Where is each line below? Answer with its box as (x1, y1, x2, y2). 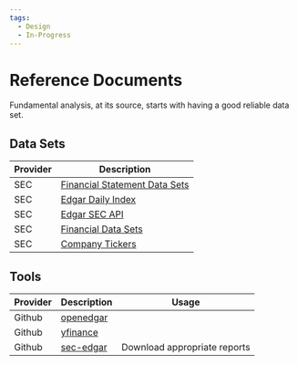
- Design (17, 22, 51, 31)
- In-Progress (17, 30, 71, 39)
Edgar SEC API (60, 208, 125, 221)
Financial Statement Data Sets (60, 179, 190, 192)
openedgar (60, 311, 108, 324)
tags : (9, 13, 30, 23)
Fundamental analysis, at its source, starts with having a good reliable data (9, 99, 290, 110)
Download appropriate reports (121, 340, 251, 353)
